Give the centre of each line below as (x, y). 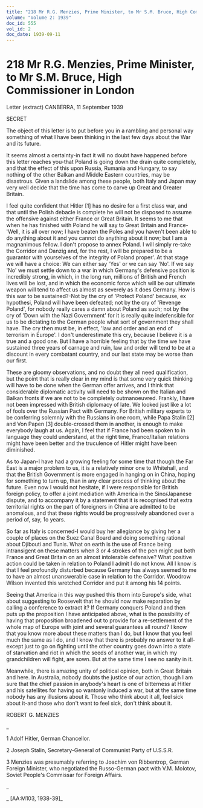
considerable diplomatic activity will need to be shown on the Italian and (96, 392)
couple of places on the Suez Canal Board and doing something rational (96, 538)
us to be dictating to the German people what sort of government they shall (100, 322)
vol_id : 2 (19, 29)
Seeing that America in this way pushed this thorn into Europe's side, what (99, 595)
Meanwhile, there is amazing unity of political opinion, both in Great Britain (99, 671)
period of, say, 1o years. (36, 520)
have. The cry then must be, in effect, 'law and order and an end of (90, 328)
